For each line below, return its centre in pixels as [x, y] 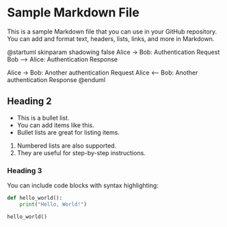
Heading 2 [30, 102]
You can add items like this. [55, 125]
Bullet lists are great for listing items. [68, 132]
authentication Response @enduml [56, 79]
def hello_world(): [35, 198]
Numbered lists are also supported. [67, 146]
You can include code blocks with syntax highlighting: [83, 185]
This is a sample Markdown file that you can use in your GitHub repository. [112, 31]
